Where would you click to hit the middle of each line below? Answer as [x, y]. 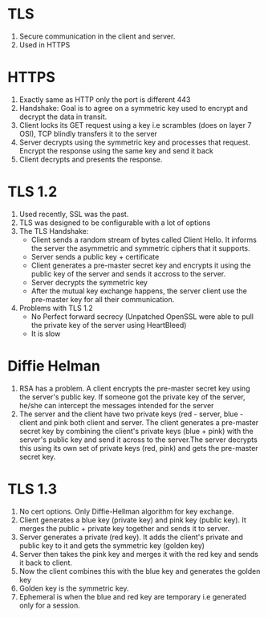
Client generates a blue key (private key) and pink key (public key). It [132, 520]
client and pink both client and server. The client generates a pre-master [139, 422]
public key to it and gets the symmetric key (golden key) [112, 545]
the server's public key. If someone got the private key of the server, [132, 397]
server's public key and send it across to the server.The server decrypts [138, 440]
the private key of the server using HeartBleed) [109, 325]
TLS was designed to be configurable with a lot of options [115, 223]
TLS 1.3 [32, 489]
